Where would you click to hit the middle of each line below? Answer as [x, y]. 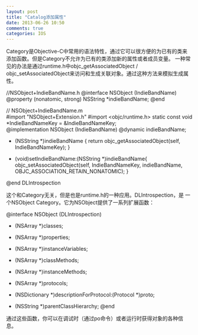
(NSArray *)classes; [39, 226]
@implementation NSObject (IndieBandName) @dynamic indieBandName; [96, 130]
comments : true [25, 28]
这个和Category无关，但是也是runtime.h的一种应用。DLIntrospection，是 [95, 195]
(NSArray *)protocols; [41, 283]
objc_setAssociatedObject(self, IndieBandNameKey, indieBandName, [99, 165]
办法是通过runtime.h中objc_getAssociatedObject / [77, 66]
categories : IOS [26, 34]
